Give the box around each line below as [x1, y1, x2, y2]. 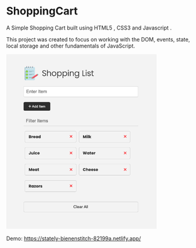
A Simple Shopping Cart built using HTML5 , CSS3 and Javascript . [6, 24, 172, 31]
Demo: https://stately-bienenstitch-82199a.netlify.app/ [6, 235, 141, 242]
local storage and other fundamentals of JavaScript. [6, 42, 135, 49]
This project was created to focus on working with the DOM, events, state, [6, 36, 191, 43]
